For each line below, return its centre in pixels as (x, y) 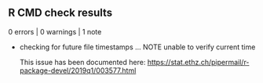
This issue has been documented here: (82, 62)
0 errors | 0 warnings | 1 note (55, 31)
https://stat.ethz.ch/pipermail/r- (198, 62)
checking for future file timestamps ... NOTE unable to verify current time (137, 47)
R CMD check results (60, 13)
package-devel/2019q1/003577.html (78, 70)
